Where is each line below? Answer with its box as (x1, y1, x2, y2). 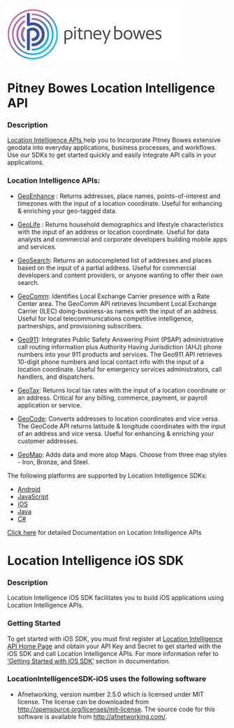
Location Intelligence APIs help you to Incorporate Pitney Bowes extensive (7, 136, 221, 144)
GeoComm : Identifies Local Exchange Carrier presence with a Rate (17, 292, 210, 300)
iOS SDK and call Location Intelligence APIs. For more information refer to (7, 649, 219, 657)
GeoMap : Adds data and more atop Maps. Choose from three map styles (17, 450, 227, 458)
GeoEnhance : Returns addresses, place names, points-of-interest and (17, 192, 221, 200)
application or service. (17, 400, 82, 409)
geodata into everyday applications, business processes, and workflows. (7, 143, 217, 152)
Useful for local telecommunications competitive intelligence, (17, 314, 193, 323)
